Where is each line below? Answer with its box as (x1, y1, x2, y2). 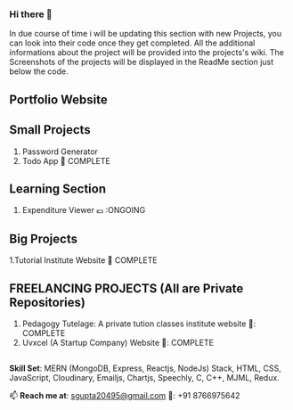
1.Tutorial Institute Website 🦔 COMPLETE (9, 255, 158, 266)
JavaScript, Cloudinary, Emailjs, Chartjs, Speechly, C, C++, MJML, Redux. (9, 373, 281, 383)
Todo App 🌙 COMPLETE (21, 155, 111, 166)
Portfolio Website (9, 92, 109, 107)
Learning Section (9, 181, 107, 196)
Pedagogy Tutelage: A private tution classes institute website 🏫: (21, 318, 256, 329)
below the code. (9, 66, 69, 77)
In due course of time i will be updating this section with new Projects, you (9, 29, 282, 39)
